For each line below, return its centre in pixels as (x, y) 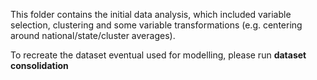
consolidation (39, 65)
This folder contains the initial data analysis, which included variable (151, 14)
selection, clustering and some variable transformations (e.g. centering (156, 25)
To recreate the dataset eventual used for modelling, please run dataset (158, 55)
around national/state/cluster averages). (93, 35)
